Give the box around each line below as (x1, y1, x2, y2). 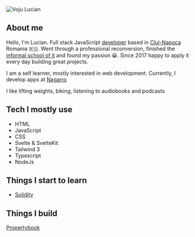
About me (6, 23, 43, 33)
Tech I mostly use (6, 105, 73, 115)
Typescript (14, 151, 41, 159)
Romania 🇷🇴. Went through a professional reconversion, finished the (6, 45, 175, 52)
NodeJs (14, 158, 34, 165)
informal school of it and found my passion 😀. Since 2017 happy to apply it (6, 52, 190, 59)
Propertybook (6, 224, 40, 231)
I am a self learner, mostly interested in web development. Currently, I (6, 69, 176, 77)
